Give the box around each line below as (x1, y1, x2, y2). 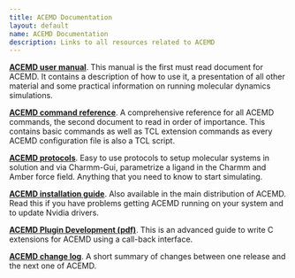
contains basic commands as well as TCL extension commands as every (9, 126, 273, 137)
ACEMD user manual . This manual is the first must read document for (9, 62, 263, 73)
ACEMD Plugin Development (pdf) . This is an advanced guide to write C (9, 225, 274, 236)
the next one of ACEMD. (9, 260, 97, 271)
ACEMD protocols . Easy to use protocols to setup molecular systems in (9, 152, 270, 164)
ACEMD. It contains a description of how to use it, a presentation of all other (9, 72, 285, 82)
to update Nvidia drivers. (9, 207, 100, 218)
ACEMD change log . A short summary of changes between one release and (9, 251, 286, 262)
